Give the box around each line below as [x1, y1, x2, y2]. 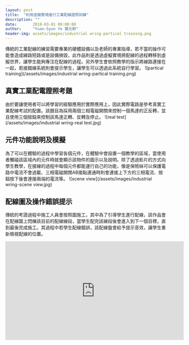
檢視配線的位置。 [9, 231, 46, 237]
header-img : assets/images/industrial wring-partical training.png [5, 31, 152, 36]
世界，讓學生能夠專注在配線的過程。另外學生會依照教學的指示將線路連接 [9, 59, 161, 64]
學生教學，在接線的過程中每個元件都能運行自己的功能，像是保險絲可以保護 [5, 163, 161, 169]
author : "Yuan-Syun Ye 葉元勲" [5, 26, 78, 32]
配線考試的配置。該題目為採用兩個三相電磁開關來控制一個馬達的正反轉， [9, 108, 161, 114]
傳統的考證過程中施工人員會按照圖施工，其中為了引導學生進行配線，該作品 [5, 212, 161, 218]
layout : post [5, 7, 33, 13]
